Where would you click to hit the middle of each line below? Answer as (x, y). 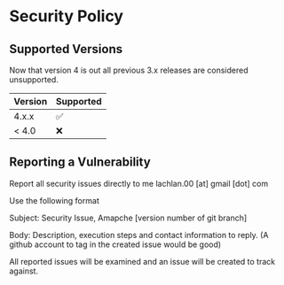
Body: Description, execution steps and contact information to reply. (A (139, 235)
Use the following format (54, 200)
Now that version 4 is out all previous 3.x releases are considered (129, 70)
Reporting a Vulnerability (80, 162)
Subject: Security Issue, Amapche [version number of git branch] (128, 218)
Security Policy (67, 16)
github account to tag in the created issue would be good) (115, 244)
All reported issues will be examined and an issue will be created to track (142, 261)
